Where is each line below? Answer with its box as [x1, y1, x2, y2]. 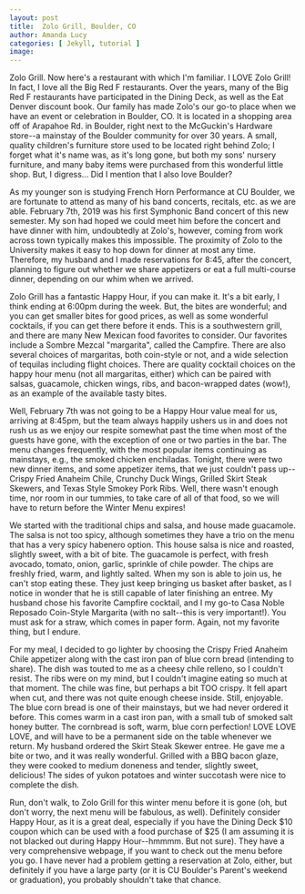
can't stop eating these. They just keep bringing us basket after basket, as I [9, 578, 292, 589]
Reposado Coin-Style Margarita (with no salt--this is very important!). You [9, 607, 287, 618]
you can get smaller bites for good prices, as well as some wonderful [9, 310, 269, 321]
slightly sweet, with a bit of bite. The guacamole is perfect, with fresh [9, 549, 269, 560]
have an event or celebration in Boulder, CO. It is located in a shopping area [9, 111, 292, 122]
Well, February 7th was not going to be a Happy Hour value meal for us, [9, 406, 278, 417]
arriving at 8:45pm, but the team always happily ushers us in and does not [9, 415, 289, 426]
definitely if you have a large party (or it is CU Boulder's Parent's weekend [9, 865, 288, 876]
